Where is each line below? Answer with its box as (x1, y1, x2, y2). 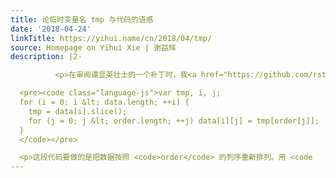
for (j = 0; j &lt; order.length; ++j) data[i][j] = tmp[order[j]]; (28, 116, 320, 126)
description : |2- (10, 52, 83, 62)
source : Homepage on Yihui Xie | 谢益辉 (10, 42, 177, 53)
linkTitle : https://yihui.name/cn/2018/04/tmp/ (10, 33, 213, 43)
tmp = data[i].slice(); (28, 106, 128, 116)
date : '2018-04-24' (10, 24, 92, 34)
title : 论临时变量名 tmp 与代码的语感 (10, 14, 154, 25)
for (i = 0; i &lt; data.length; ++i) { (19, 97, 190, 107)
